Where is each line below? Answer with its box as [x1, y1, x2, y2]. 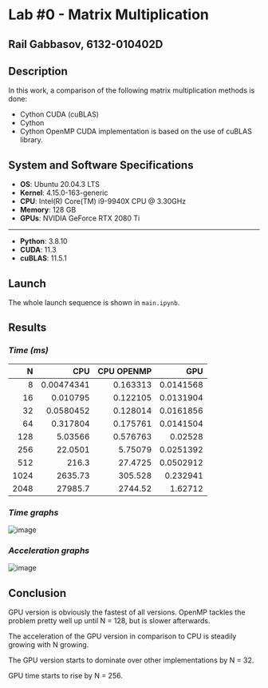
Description [8, 64, 68, 78]
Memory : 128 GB [19, 205, 77, 215]
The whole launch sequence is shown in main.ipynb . [8, 298, 180, 308]
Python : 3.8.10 [19, 237, 68, 246]
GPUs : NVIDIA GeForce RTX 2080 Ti [19, 213, 140, 223]
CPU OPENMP [97, 365, 152, 376]
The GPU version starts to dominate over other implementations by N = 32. [8, 655, 254, 665]
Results [8, 321, 47, 335]
